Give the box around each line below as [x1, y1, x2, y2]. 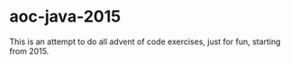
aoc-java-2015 [9, 6, 122, 27]
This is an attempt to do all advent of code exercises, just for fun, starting [9, 36, 281, 47]
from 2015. [9, 45, 50, 56]
